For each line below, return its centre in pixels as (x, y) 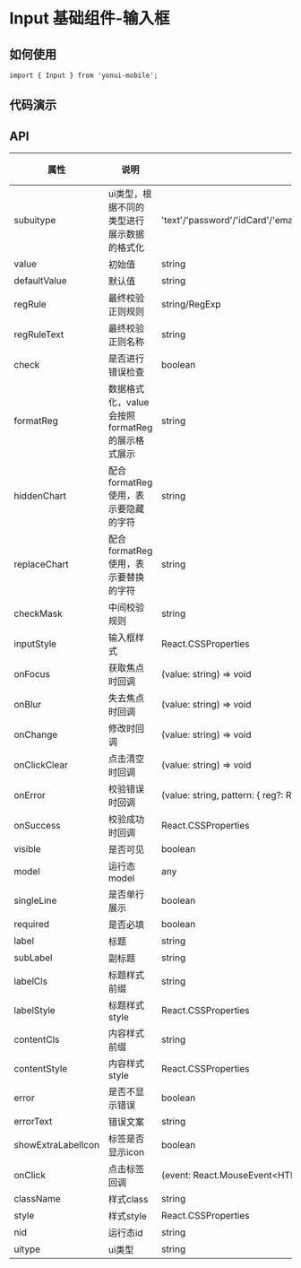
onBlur (28, 705)
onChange (36, 734)
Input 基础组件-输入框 (90, 18)
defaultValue (40, 281)
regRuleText (39, 334)
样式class (128, 1200)
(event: (176, 1176)
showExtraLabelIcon (57, 1145)
